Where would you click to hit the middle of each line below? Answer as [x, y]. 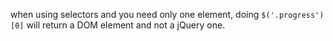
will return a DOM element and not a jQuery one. [126, 25]
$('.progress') [293, 15]
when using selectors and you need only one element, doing [135, 14]
